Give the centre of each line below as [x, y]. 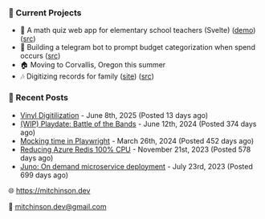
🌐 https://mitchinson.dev [49, 190]
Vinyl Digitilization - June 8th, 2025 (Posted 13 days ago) [114, 115]
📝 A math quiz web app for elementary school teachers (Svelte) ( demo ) [138, 30]
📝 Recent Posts [39, 98]
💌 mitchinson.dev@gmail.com [57, 206]
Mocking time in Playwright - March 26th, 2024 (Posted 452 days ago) [137, 140]
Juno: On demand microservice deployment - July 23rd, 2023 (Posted [136, 166]
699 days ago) [44, 175]
